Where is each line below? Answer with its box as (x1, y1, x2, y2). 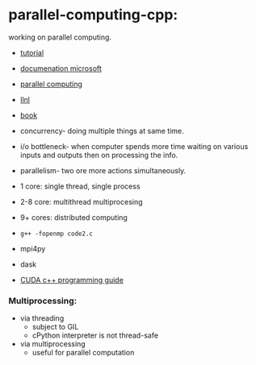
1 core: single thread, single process (19, 181, 141, 191)
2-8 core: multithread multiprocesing (19, 197, 143, 206)
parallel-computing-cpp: (8, 6, 178, 24)
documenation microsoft (19, 63, 103, 73)
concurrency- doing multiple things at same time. (19, 126, 184, 135)
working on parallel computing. (8, 32, 111, 42)
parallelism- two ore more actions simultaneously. (19, 165, 187, 175)
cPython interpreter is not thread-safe (31, 330, 159, 340)
